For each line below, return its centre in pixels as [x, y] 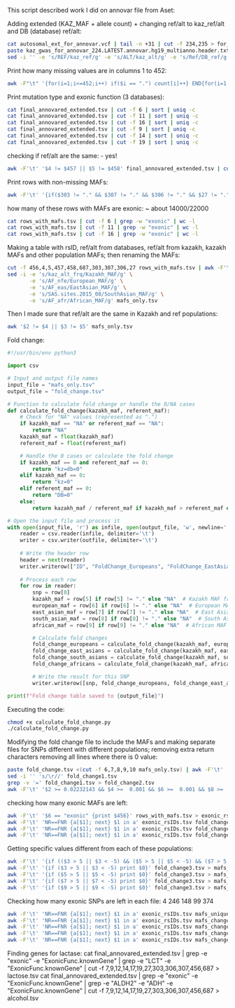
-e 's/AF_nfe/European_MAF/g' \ [76, 281]
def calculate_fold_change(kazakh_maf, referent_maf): [89, 411]
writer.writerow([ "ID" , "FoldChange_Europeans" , [92, 566]
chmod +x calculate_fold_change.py [59, 722]
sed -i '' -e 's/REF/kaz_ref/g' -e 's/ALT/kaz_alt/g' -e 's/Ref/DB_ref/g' [119, 57]
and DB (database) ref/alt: [44, 31]
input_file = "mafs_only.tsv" [51, 385]
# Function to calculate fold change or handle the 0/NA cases [101, 404]
